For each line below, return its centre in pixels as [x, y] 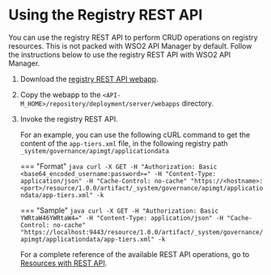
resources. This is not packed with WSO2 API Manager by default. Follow [130, 45]
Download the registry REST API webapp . [89, 79]
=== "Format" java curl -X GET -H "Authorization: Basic [119, 166]
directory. [198, 103]
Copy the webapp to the [60, 94]
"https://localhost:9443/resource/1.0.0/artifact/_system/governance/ [142, 232]
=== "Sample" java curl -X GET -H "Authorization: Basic [119, 210]
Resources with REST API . [64, 263]
